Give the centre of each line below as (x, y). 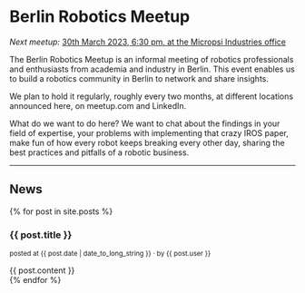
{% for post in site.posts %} (61, 211)
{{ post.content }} (42, 270)
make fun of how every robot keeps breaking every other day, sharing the (147, 142)
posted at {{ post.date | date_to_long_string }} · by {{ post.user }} (110, 254)
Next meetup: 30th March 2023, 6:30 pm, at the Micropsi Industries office (148, 42)
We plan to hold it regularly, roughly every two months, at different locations (151, 96)
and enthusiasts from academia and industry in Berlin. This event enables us (152, 69)
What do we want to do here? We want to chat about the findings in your (145, 123)
